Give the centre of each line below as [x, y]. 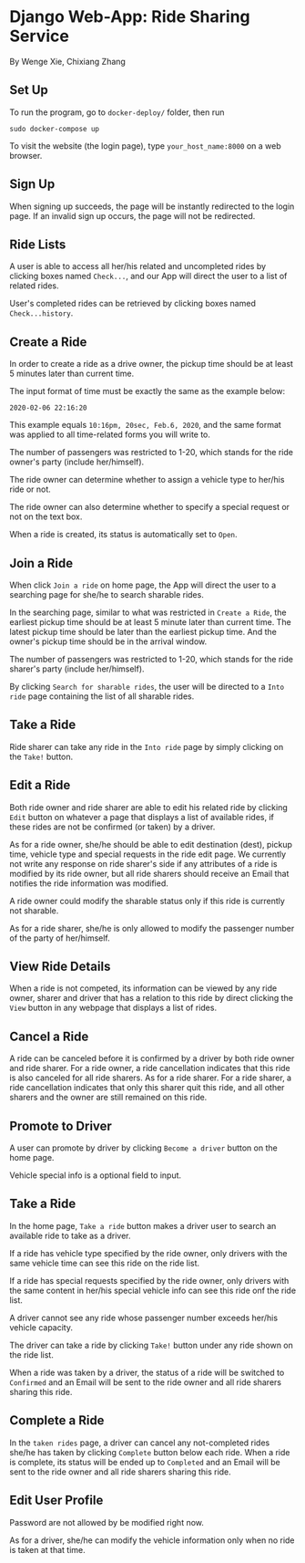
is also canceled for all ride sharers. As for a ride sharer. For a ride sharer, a [151, 1078]
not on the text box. [46, 516]
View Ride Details [60, 967]
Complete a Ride [57, 1421]
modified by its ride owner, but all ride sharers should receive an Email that [149, 873]
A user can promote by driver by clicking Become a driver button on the [143, 1148]
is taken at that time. [48, 1549]
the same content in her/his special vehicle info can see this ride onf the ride [153, 1290]
